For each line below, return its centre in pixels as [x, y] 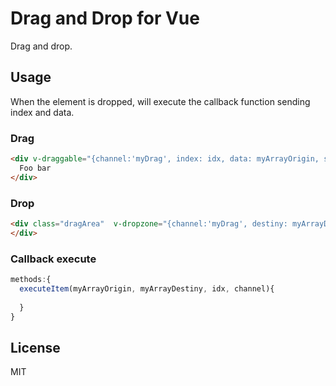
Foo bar [35, 168]
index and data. [42, 112]
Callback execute [53, 259]
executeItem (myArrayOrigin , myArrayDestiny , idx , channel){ [147, 288]
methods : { [31, 280]
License [35, 347]
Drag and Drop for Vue [105, 18]
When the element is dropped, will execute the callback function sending [160, 101]
